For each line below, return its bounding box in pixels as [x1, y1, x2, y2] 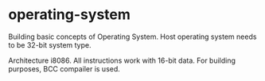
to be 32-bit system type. [8, 40, 92, 49]
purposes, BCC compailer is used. [8, 64, 121, 73]
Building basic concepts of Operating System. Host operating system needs [8, 32, 257, 41]
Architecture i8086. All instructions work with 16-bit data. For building [8, 56, 236, 65]
